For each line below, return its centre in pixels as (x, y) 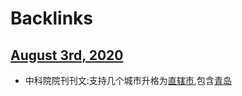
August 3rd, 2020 (67, 55)
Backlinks (52, 18)
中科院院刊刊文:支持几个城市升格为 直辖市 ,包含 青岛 (128, 80)
